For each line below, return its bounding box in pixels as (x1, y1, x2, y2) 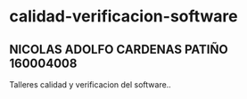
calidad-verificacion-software (9, 6, 238, 27)
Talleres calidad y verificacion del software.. (9, 79, 171, 90)
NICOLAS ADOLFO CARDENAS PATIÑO (9, 42, 229, 57)
